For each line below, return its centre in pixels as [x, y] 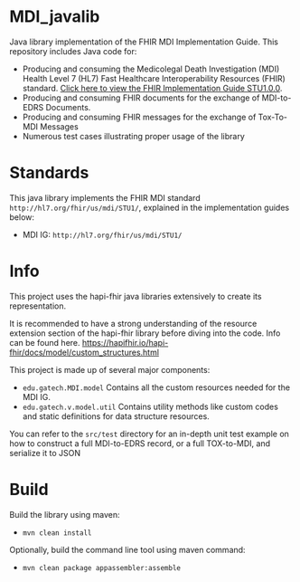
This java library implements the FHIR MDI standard [105, 197]
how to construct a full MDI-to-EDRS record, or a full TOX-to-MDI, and [140, 443]
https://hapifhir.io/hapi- [125, 342]
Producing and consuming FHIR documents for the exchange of [141, 98]
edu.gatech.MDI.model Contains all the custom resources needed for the [156, 387]
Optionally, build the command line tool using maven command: [127, 549]
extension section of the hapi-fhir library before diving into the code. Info [145, 333]
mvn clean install [57, 533]
